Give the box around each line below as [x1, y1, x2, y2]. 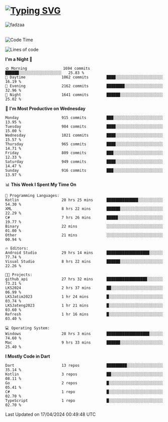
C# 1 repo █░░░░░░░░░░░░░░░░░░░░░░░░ [5, 389, 163, 394]
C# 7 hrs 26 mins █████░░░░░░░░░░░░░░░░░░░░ [5, 215, 163, 220]
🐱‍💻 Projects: [5, 272, 33, 277]
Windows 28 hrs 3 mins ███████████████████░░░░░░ [5, 331, 163, 336]
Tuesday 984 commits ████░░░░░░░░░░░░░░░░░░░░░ [5, 124, 163, 129]
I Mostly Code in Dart [5, 353, 50, 359]
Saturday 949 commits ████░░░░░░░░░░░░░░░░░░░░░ [5, 159, 163, 164]
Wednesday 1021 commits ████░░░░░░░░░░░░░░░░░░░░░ [5, 133, 163, 138]
